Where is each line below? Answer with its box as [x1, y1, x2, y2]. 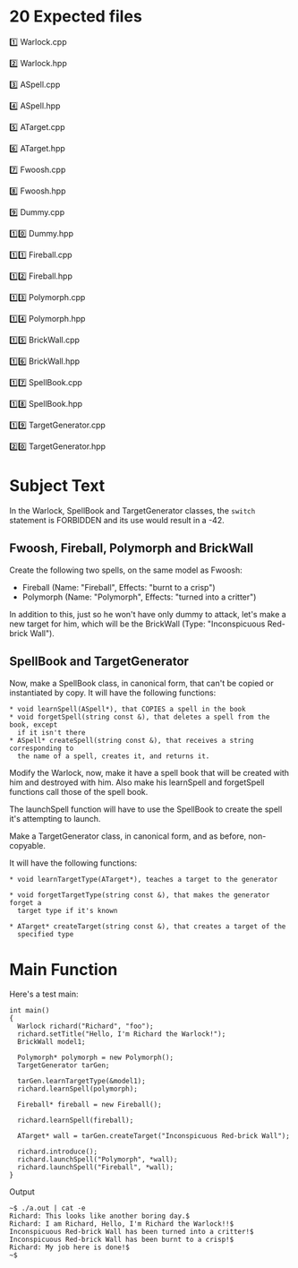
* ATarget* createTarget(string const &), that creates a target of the [9, 921, 286, 931]
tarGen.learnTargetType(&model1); [17, 1077, 146, 1086]
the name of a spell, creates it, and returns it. [17, 751, 210, 761]
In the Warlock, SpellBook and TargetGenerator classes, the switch [9, 505, 256, 516]
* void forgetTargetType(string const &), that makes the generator [9, 890, 270, 900]
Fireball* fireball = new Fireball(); [17, 1100, 163, 1109]
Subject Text [9, 476, 106, 496]
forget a [9, 898, 42, 907]
